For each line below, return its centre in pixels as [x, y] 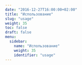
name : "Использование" [37, 46]
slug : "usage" [20, 19]
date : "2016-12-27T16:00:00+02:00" [41, 10]
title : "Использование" [29, 14]
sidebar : [18, 42]
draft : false [18, 32]
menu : [10, 37]
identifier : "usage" [35, 55]
